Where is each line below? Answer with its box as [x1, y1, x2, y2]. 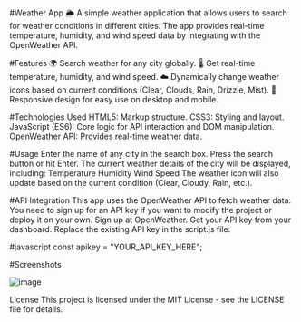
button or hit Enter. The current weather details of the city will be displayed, [9, 158, 292, 169]
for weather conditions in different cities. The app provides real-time [9, 21, 265, 31]
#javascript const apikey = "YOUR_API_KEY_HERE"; [9, 241, 202, 252]
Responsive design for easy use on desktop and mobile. [9, 94, 219, 104]
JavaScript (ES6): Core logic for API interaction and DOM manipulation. [9, 122, 275, 132]
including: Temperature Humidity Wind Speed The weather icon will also [9, 168, 279, 179]
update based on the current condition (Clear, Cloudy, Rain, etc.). [9, 178, 253, 188]
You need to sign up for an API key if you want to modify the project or [9, 205, 272, 215]
